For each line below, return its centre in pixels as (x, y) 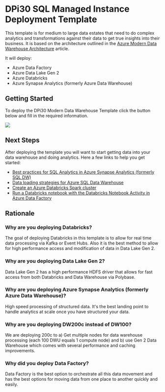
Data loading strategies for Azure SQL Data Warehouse (68, 182)
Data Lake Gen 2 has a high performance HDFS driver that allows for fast (79, 272)
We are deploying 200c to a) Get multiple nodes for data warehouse (74, 335)
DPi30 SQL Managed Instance (67, 9)
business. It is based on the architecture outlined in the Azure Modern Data (81, 43)
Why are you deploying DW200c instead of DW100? (68, 324)
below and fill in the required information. (47, 116)
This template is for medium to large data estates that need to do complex (80, 33)
